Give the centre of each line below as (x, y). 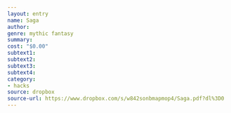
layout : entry (28, 14)
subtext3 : (22, 66)
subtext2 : (22, 60)
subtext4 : (22, 72)
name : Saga (23, 20)
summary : (20, 40)
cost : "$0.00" (28, 46)
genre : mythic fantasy (40, 33)
